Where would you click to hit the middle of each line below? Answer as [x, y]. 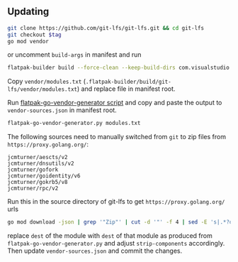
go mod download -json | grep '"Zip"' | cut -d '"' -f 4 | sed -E [107, 222]
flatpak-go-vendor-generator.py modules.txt [74, 124]
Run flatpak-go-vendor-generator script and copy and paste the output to [115, 103]
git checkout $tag [34, 35]
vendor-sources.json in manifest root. [62, 110]
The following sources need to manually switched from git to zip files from [117, 137]
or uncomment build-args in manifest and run [74, 55]
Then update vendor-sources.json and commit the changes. [95, 251]
